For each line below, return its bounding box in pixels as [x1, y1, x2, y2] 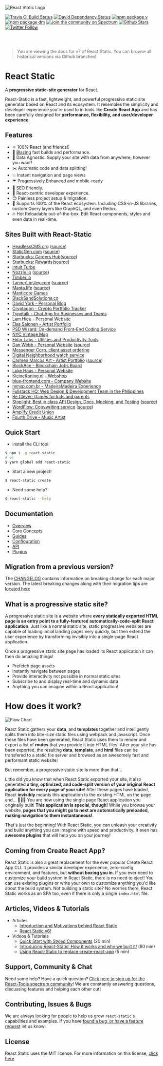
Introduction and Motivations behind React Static [19, 923, 118, 929]
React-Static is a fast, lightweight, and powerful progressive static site [5, 96, 145, 102]
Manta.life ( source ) [12, 285, 51, 291]
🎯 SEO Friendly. [12, 185, 44, 191]
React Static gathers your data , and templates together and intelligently [5, 726, 149, 732]
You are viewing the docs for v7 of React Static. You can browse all [17, 49, 152, 54]
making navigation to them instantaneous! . [5, 813, 94, 818]
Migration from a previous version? [5, 562, 114, 571]
